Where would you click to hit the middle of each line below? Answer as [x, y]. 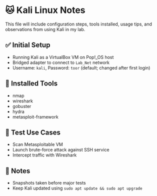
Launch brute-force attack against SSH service [61, 150]
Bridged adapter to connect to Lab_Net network [61, 62]
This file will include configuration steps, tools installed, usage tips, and [79, 24]
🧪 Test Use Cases [33, 132]
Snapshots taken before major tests [49, 183]
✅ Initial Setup [28, 45]
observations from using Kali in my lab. [45, 29]
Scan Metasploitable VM [38, 144]
